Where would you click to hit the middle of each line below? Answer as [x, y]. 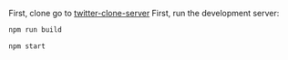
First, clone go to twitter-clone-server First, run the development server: [144, 13]
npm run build [36, 30]
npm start [27, 46]
